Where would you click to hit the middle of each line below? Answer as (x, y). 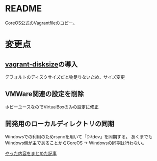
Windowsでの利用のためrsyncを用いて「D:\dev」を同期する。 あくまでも (79, 136)
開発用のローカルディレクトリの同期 (60, 124)
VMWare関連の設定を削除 (45, 94)
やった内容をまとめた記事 (31, 153)
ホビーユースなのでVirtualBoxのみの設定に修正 (52, 107)
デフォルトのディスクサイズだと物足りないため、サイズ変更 (65, 77)
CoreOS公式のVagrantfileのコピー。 (41, 23)
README (24, 9)
